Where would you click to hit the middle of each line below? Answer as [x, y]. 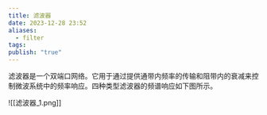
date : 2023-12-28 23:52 [48, 23]
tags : [17, 45]
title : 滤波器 [30, 15]
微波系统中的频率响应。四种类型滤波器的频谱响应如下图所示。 [116, 86]
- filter [30, 38]
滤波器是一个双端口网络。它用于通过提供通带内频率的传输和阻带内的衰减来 [130, 76]
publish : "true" [35, 52]
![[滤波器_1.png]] [35, 103]
